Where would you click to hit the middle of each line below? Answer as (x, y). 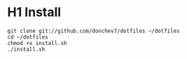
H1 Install (34, 12)
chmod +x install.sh (37, 43)
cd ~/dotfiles (28, 37)
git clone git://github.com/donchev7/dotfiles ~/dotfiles (93, 31)
